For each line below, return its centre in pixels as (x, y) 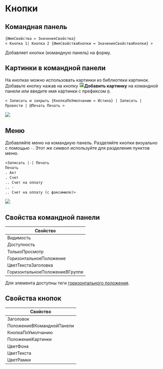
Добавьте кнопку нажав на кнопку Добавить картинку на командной (82, 86)
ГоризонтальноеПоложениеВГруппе (45, 272)
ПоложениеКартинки (29, 339)
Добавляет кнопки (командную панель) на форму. (58, 53)
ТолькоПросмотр (25, 251)
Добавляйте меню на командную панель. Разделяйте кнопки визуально (81, 143)
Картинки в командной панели (55, 68)
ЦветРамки (19, 360)
